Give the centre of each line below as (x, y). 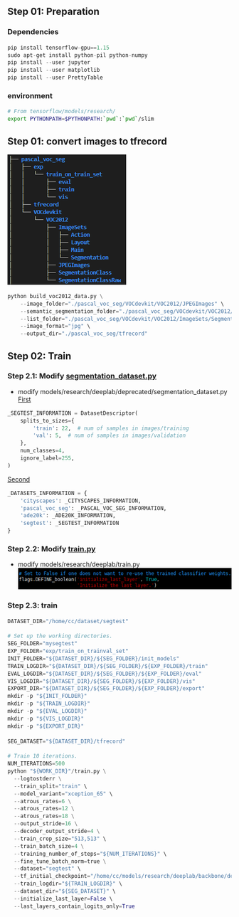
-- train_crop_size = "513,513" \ (60, 839)
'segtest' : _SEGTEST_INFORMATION (70, 523)
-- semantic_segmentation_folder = (70, 311)
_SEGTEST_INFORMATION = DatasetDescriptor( (73, 413)
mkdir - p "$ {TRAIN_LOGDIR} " (49, 704)
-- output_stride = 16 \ (46, 824)
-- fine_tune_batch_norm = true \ (60, 861)
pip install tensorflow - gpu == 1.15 (59, 48)
